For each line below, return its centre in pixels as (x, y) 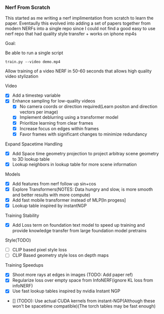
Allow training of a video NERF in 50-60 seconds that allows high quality (78, 71)
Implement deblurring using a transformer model (69, 117)
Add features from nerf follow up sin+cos (54, 183)
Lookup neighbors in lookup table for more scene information (74, 164)
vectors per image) (39, 112)
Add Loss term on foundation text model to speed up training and (79, 225)
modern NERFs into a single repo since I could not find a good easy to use (80, 29)
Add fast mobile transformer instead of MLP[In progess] (69, 200)
